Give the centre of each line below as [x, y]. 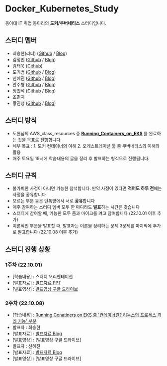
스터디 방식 [21, 120]
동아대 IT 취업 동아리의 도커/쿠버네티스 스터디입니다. [56, 23]
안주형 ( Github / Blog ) [34, 84]
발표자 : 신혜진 [26, 346]
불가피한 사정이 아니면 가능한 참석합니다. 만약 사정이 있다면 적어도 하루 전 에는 [87, 188]
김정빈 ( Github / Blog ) [34, 59]
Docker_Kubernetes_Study [62, 9]
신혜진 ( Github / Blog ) [34, 78]
